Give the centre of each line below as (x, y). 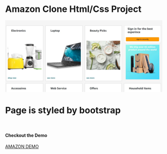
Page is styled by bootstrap (63, 110)
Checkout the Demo (26, 136)
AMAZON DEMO (22, 146)
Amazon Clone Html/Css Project (73, 9)
